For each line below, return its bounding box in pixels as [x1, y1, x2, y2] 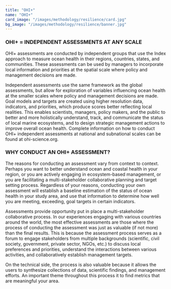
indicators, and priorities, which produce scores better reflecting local [5, 103, 152, 110]
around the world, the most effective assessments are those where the [5, 219, 154, 225]
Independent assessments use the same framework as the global [5, 82, 143, 88]
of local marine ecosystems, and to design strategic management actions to [5, 119, 165, 126]
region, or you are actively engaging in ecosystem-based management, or [5, 171, 161, 177]
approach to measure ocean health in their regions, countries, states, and [5, 56, 160, 62]
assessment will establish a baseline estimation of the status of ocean [5, 187, 152, 194]
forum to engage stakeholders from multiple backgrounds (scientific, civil [5, 235, 160, 242]
